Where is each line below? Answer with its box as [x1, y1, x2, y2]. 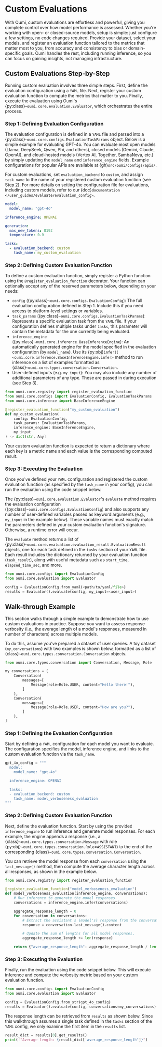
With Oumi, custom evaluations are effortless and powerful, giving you [5, 19, 145, 25]
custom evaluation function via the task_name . [5, 751, 95, 757]
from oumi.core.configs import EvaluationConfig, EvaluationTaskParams [5, 394, 152, 399]
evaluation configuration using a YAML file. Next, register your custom [5, 87, 141, 93]
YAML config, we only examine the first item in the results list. [5, 1023, 126, 1029]
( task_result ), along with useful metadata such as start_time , [5, 557, 129, 563]
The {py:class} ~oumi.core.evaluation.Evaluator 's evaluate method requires [5, 496, 157, 502]
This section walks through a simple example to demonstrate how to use [5, 616, 149, 621]
